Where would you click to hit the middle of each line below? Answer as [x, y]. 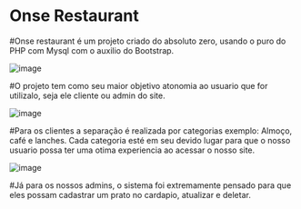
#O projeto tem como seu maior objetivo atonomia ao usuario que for [139, 85]
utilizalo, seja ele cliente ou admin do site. [87, 95]
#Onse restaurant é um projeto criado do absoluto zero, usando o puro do [148, 41]
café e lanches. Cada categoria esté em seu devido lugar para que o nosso [150, 140]
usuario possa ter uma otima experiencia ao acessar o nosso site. [132, 150]
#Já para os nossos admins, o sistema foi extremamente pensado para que [150, 185]
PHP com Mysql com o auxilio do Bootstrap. [92, 50]
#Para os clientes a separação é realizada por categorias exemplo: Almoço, [151, 130]
